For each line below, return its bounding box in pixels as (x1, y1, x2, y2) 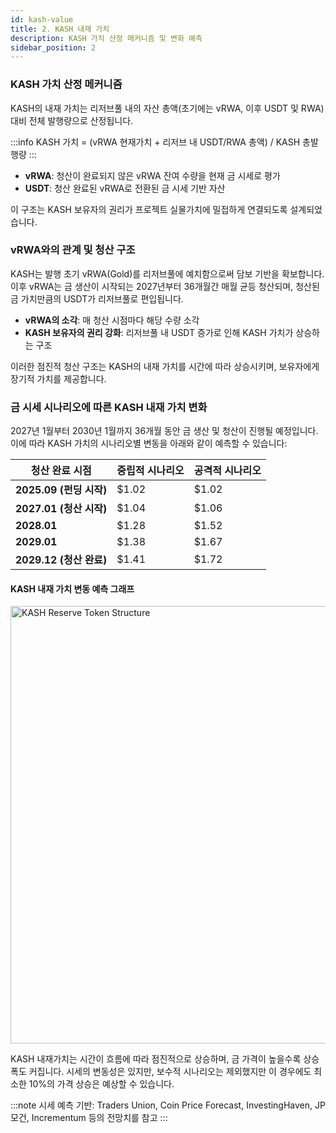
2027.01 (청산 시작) (15, 502, 108, 516)
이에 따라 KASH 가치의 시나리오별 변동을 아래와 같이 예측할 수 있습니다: (10, 437, 288, 450)
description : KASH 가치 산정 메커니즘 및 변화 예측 (10, 33, 203, 43)
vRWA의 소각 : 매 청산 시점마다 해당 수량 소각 (24, 314, 200, 326)
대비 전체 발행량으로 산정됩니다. (10, 114, 134, 126)
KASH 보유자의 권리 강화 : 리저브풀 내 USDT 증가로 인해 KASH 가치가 (24, 326, 294, 338)
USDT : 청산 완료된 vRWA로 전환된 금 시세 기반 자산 (24, 182, 226, 194)
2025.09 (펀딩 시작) (15, 483, 108, 497)
